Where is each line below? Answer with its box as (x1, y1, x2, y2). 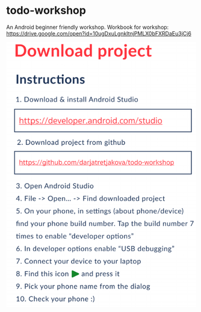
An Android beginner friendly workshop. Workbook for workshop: (6, 23, 169, 31)
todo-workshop (6, 4, 86, 17)
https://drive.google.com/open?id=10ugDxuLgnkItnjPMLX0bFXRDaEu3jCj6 (6, 29, 191, 37)
